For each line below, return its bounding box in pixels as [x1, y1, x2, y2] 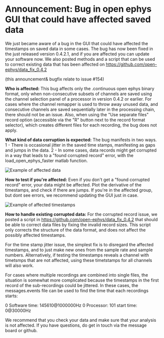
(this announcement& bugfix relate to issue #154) [5, 76, 104, 82]
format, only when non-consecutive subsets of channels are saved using [5, 91, 152, 97]
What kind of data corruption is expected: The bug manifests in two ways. [5, 136, 157, 143]
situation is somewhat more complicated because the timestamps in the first [5, 277, 159, 283]
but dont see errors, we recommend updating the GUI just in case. [5, 192, 139, 198]
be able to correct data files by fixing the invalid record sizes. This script [5, 222, 151, 228]
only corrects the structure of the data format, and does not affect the [5, 227, 146, 233]
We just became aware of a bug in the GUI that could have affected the [5, 40, 148, 46]
